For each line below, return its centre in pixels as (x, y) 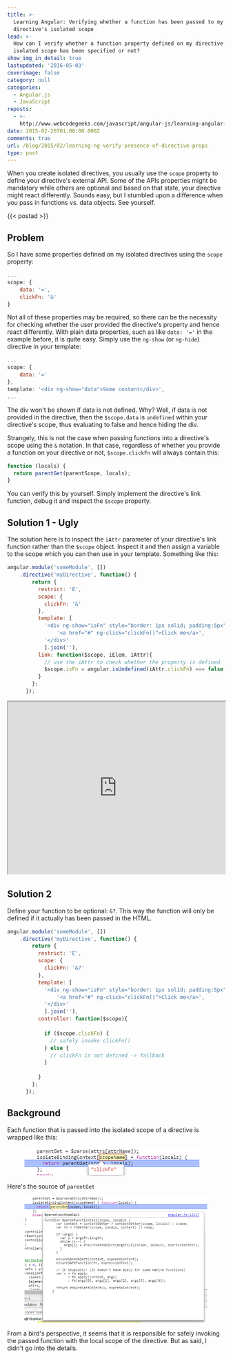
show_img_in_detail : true (44, 59)
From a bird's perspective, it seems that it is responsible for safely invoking (114, 1333)
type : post (23, 153)
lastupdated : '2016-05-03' (46, 66)
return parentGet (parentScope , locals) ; (72, 473)
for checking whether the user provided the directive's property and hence (113, 325)
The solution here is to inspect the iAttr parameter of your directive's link (112, 539)
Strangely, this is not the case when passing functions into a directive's (108, 437)
